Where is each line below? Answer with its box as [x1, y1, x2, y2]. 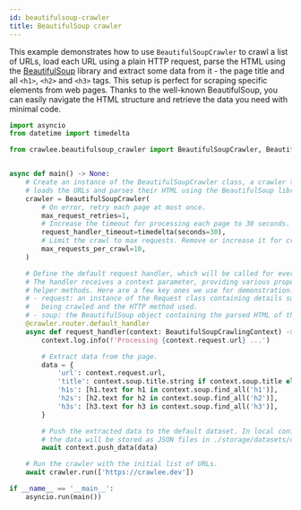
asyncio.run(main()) [25, 492, 102, 501]
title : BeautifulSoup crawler [9, 22, 123, 31]
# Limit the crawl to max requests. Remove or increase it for [41, 236, 282, 245]
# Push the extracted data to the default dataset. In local [41, 426, 275, 435]
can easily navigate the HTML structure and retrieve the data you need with [9, 93, 288, 104]
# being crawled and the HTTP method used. [25, 303, 199, 312]
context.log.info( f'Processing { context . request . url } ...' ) [41, 336, 271, 345]
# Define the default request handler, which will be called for [25, 268, 275, 278]
